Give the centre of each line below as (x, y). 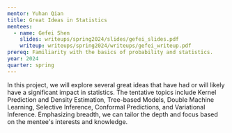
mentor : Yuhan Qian (36, 14)
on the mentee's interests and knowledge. (68, 121)
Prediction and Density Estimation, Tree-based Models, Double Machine (111, 99)
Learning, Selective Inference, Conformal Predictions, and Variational (106, 107)
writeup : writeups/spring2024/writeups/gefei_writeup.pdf (106, 46)
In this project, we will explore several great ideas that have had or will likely (116, 85)
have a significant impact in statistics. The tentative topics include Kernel (112, 92)
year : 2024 (23, 59)
